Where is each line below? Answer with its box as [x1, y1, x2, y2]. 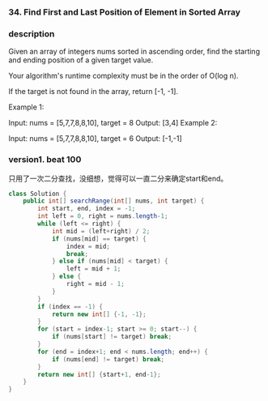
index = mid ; [66, 242, 111, 250]
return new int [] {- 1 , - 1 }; [51, 310, 147, 318]
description [8, 28, 55, 39]
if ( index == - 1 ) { [37, 302, 104, 310]
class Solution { [8, 190, 67, 198]
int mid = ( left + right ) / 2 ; [51, 227, 151, 235]
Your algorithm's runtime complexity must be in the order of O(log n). [8, 71, 239, 81]
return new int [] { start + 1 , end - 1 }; [37, 370, 161, 378]
